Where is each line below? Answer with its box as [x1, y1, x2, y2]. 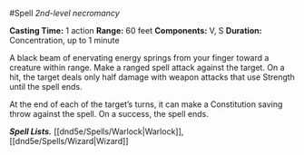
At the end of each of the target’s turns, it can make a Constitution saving [9, 99, 283, 110]
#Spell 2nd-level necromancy [9, 8, 120, 18]
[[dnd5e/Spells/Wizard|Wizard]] [9, 136, 129, 146]
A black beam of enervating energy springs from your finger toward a [9, 53, 270, 63]
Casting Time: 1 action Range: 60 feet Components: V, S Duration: [9, 25, 262, 35]
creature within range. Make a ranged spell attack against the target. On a [9, 63, 285, 73]
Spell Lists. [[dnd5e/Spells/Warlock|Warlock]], [9, 126, 184, 137]
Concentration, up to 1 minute [9, 35, 120, 45]
